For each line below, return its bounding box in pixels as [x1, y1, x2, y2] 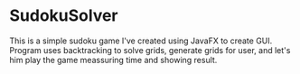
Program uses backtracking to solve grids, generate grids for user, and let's [9, 44, 291, 55]
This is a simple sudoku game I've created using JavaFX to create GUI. [9, 35, 273, 46]
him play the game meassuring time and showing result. [9, 54, 218, 65]
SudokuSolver [9, 5, 119, 26]
